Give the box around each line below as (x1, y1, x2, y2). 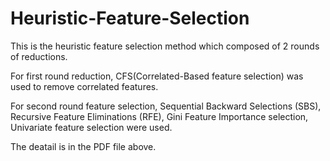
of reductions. (10, 50, 68, 62)
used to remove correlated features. (10, 80, 159, 92)
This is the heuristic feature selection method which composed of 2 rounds (10, 40, 320, 52)
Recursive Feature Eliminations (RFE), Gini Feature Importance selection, (10, 110, 309, 122)
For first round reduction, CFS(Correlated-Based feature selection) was (10, 70, 304, 82)
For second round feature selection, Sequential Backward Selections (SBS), (10, 100, 322, 112)
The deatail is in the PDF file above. (10, 140, 157, 152)
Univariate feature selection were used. (10, 121, 173, 133)
